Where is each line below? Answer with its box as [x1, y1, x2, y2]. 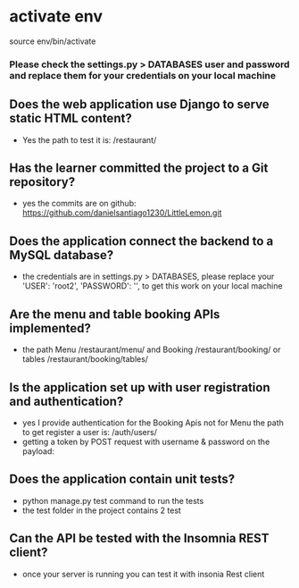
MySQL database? [9, 248, 114, 263]
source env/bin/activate [9, 36, 96, 46]
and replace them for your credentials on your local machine [9, 69, 277, 81]
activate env [9, 6, 104, 27]
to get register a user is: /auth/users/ [21, 426, 158, 437]
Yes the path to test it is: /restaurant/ [21, 134, 157, 145]
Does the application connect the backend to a [9, 233, 274, 248]
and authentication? [9, 393, 124, 408]
